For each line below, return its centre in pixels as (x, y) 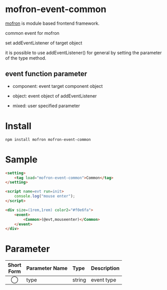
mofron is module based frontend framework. (52, 23)
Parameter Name (47, 268)
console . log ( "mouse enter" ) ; (45, 196)
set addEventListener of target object (44, 43)
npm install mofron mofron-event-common (48, 139)
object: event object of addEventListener (55, 96)
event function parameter (46, 74)
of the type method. (26, 58)
